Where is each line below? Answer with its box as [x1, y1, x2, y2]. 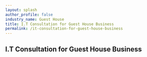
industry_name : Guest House [5, 17, 65, 22]
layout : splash [5, 7, 37, 13]
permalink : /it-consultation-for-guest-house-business [5, 26, 123, 31]
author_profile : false [5, 12, 53, 17]
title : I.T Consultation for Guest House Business [5, 21, 114, 27]
